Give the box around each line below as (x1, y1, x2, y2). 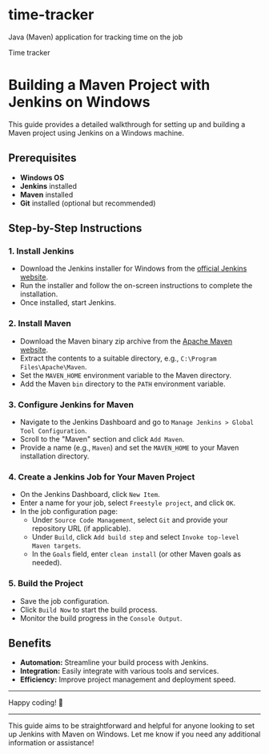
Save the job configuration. (19, 596, 110, 605)
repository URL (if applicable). (31, 524, 131, 533)
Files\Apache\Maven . (19, 361, 87, 371)
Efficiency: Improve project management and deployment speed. (19, 675, 236, 684)
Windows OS (19, 173, 65, 182)
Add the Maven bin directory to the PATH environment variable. (19, 379, 226, 389)
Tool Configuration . (19, 426, 87, 435)
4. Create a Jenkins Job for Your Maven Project (8, 471, 195, 483)
